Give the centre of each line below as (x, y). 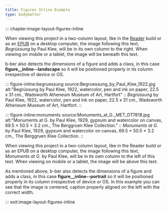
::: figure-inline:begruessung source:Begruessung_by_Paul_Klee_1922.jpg (80, 84)
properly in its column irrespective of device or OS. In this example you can (82, 182)
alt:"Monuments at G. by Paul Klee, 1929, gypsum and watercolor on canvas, (84, 120)
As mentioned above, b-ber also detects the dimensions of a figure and (79, 171)
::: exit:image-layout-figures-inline (40, 202)
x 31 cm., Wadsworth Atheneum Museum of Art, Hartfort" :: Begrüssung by (82, 95)
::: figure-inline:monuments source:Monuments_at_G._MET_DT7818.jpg (78, 114)
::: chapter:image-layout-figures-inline (44, 28)
